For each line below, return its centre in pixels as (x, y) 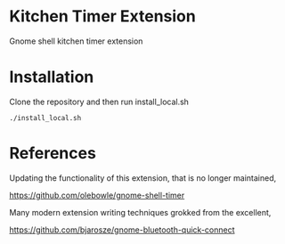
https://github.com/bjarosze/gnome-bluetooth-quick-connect (122, 230)
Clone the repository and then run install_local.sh (99, 102)
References (53, 154)
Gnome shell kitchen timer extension (76, 41)
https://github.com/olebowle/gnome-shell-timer (97, 195)
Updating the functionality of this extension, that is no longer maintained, (143, 178)
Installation (52, 77)
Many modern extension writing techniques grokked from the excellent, (140, 212)
